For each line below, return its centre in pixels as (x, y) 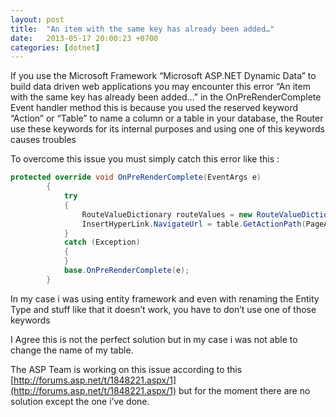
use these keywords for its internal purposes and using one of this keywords (167, 129)
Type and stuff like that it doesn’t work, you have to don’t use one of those (163, 309)
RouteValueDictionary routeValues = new (167, 214)
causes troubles (43, 140)
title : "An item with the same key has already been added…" (142, 29)
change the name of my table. (72, 350)
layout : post (37, 19)
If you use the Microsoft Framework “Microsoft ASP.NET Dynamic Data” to (163, 76)
